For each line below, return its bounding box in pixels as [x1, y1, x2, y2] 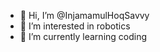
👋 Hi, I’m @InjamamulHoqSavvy [19, 10, 150, 21]
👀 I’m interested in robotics [19, 20, 131, 32]
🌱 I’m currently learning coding [19, 31, 148, 42]
